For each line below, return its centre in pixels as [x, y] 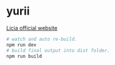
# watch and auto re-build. [42, 39]
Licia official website [32, 28]
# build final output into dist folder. [58, 50]
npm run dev [21, 45]
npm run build [24, 56]
